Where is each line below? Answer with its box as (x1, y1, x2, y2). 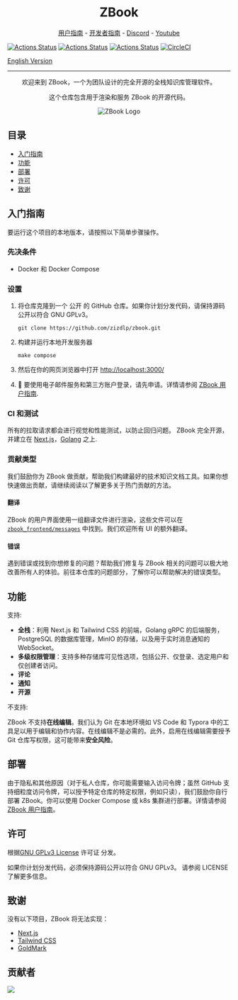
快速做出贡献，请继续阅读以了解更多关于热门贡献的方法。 (7, 481, 175, 489)
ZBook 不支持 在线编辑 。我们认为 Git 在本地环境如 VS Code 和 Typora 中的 (7, 717, 223, 726)
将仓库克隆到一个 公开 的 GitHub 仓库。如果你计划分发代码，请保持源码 (17, 302, 225, 310)
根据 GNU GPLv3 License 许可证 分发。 (7, 848, 120, 856)
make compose (17, 352, 57, 359)
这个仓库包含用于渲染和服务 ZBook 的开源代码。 (48, 93, 190, 101)
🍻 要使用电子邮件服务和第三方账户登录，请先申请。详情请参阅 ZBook (17, 381, 218, 389)
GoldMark (17, 944, 47, 953)
